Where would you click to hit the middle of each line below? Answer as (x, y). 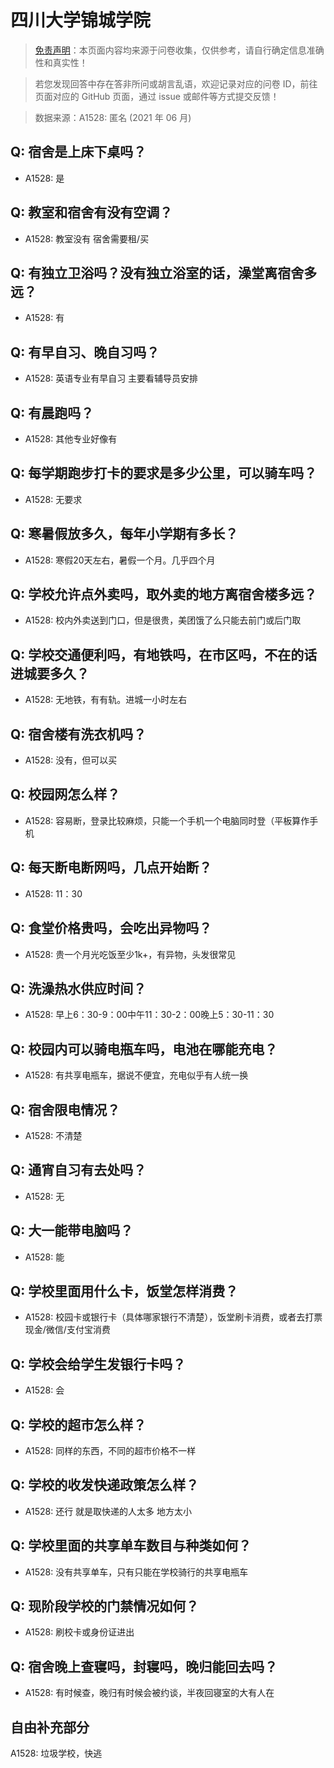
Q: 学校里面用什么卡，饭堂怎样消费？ (124, 1291)
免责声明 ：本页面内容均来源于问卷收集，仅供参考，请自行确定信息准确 (179, 50)
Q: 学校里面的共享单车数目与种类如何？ (131, 1546)
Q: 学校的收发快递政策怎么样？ (105, 1485)
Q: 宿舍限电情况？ (65, 1109)
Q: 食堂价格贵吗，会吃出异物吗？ (111, 928)
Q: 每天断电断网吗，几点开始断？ (111, 867)
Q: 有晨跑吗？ (52, 412)
